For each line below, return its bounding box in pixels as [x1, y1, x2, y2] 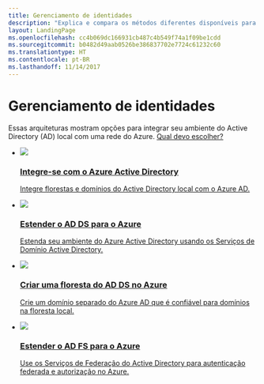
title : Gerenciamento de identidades [8, 11, 133, 20]
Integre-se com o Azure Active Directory [19, 166, 179, 177]
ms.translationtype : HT [8, 48, 87, 56]
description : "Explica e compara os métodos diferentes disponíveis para [8, 19, 257, 27]
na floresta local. [19, 306, 75, 315]
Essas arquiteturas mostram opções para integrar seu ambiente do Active [8, 123, 248, 133]
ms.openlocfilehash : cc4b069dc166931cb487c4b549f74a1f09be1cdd [8, 33, 221, 42]
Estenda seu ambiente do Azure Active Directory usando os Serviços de [19, 236, 255, 246]
